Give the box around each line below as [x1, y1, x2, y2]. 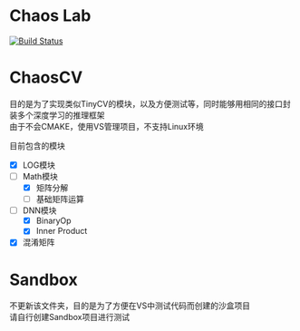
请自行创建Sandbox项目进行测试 [9, 312, 130, 323]
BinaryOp [35, 215, 72, 227]
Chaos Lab [9, 5, 92, 26]
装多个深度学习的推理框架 [9, 110, 105, 121]
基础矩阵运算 [35, 194, 84, 205]
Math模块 [22, 170, 59, 181]
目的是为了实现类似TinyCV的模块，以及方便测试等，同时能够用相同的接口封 [9, 98, 292, 109]
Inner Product [35, 226, 88, 237]
